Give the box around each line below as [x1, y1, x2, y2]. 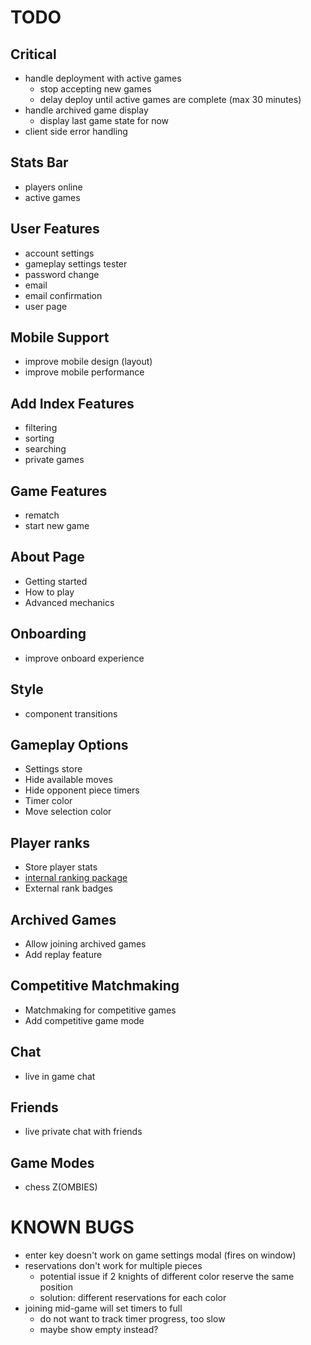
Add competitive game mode [24, 1014, 145, 1026]
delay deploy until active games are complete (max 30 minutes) [39, 94, 302, 105]
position [39, 1281, 73, 1293]
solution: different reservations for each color [39, 1292, 227, 1304]
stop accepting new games [39, 83, 152, 95]
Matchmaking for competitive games [24, 1004, 177, 1016]
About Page [10, 549, 85, 566]
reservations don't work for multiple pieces [24, 1260, 203, 1272]
